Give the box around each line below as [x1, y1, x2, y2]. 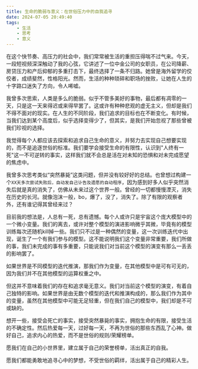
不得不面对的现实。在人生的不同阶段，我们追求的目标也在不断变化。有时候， [6, 109, 192, 117]
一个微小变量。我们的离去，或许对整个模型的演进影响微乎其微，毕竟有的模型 [6, 221, 192, 227]
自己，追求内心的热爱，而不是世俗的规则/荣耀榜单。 [11, 332, 137, 338]
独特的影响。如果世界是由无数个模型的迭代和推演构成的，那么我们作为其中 [11, 290, 192, 297]
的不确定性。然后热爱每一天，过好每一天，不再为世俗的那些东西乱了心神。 [6, 324, 187, 331]
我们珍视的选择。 [6, 124, 48, 131]
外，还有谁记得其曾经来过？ [6, 201, 74, 208]
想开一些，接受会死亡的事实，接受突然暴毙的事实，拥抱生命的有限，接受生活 [6, 317, 192, 324]
